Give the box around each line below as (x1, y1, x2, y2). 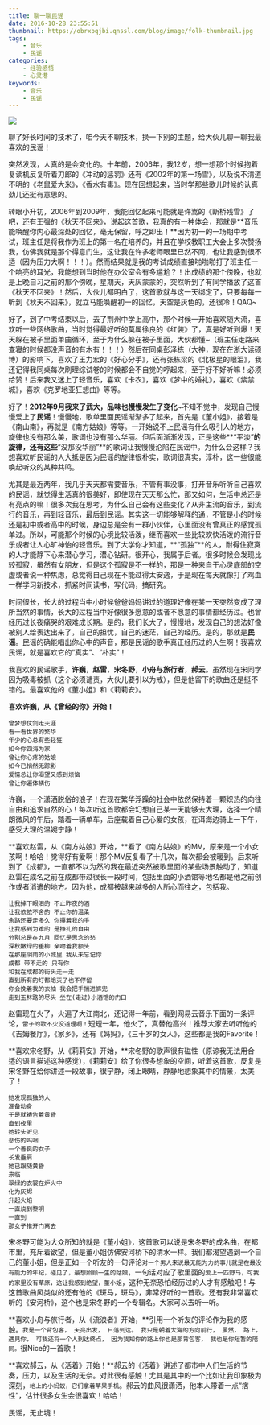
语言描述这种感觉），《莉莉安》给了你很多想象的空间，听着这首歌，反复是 (22, 1056, 262, 1066)
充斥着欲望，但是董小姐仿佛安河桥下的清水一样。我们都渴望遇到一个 (29, 1247, 255, 1257)
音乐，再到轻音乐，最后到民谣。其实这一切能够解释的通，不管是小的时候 (22, 510, 262, 519)
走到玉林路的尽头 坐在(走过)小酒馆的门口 (8, 993, 127, 1002)
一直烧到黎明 (8, 1205, 45, 1213)
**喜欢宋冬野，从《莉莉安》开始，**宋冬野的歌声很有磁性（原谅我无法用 (8, 1046, 248, 1055)
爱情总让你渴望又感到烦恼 (8, 770, 80, 779)
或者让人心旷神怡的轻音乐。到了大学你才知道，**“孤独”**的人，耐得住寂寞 (14, 540, 261, 550)
